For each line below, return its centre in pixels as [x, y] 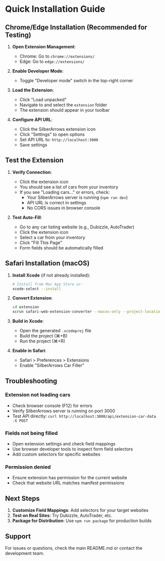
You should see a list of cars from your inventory [69, 187]
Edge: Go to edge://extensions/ [52, 62]
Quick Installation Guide [55, 9]
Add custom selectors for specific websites [56, 454]
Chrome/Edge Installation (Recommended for [76, 27]
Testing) [18, 35]
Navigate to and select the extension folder [63, 105]
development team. [25, 553]
